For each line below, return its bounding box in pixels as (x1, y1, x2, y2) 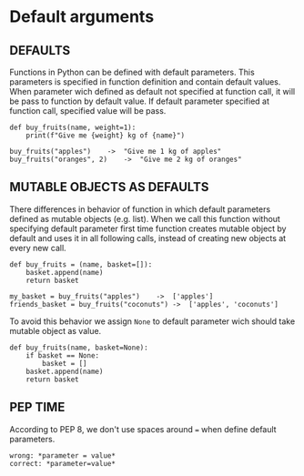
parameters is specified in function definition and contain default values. (9, 76, 281, 87)
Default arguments (9, 6, 155, 27)
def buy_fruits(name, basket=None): (9, 343, 148, 352)
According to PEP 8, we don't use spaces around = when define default (9, 423, 277, 434)
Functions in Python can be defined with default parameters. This (9, 66, 255, 77)
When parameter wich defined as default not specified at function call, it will (9, 86, 296, 96)
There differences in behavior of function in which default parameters (9, 203, 271, 215)
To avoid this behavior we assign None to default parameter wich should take (9, 316, 296, 327)
